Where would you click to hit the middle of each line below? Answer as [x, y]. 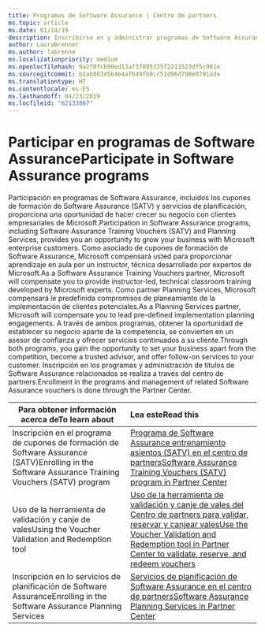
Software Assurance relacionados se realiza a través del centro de [116, 374]
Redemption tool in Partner [179, 545]
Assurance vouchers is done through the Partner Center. [100, 390]
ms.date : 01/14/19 [38, 30]
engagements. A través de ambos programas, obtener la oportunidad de [126, 323]
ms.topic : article [38, 23]
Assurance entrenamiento [178, 443]
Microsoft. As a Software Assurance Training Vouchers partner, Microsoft [126, 273]
